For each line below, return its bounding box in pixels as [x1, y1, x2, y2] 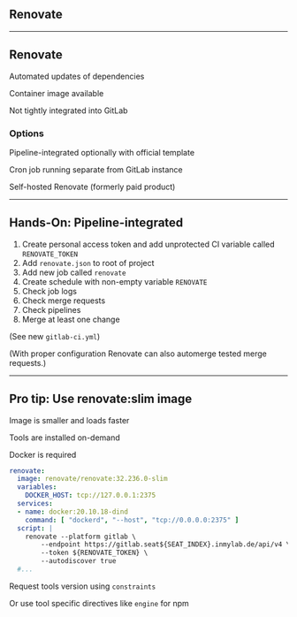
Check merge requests [21, 295, 106, 306]
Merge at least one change [21, 314, 121, 324]
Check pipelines [21, 304, 81, 315]
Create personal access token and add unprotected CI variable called [21, 239, 276, 249]
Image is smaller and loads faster [9, 415, 130, 425]
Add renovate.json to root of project [21, 257, 155, 268]
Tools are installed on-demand [9, 432, 121, 443]
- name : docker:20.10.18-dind [17, 507, 128, 516]
